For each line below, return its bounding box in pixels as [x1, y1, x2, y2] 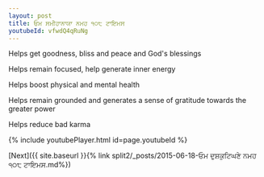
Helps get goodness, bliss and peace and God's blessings [8, 49, 202, 59]
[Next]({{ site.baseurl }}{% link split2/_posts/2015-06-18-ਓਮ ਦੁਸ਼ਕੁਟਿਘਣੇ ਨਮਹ [8, 150, 257, 161]
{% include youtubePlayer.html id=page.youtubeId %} [8, 135, 188, 145]
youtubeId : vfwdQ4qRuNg [8, 27, 89, 35]
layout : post [8, 11, 52, 20]
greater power [8, 104, 56, 113]
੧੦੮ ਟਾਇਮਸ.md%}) [8, 160, 71, 170]
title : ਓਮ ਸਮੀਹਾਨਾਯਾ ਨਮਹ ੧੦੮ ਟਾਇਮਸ [8, 19, 125, 27]
